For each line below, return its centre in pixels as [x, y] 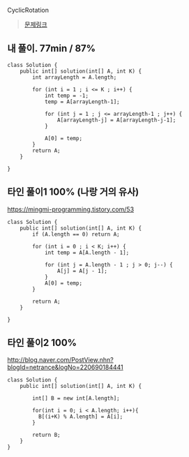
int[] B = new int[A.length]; [76, 398]
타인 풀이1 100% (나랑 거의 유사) [73, 192]
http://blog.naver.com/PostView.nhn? [60, 360]
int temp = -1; [67, 96]
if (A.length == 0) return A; [76, 234]
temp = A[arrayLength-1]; [82, 102]
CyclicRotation [28, 10]
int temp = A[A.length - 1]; [87, 253]
